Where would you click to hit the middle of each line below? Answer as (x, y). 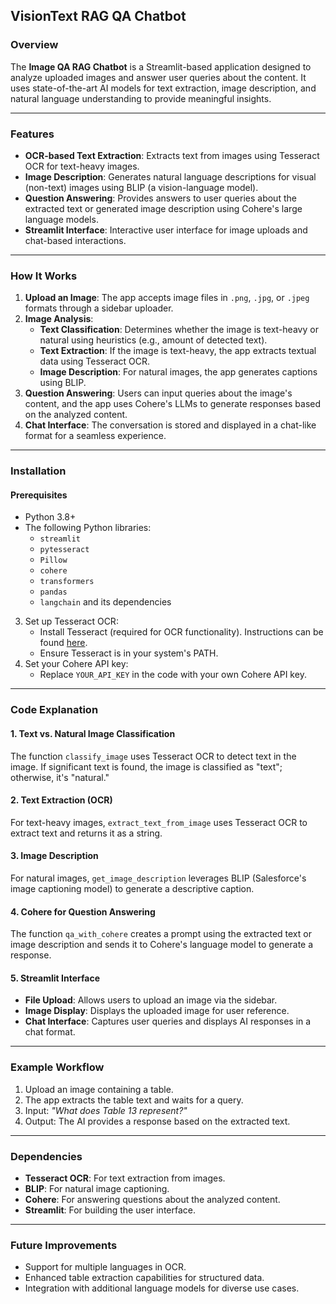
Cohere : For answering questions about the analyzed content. (152, 1199)
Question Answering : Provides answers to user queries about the (160, 198)
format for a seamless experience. (95, 436)
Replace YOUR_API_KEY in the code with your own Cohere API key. (173, 675)
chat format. (50, 1032)
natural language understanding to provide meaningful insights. (141, 98)
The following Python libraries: (88, 528)
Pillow (53, 560)
